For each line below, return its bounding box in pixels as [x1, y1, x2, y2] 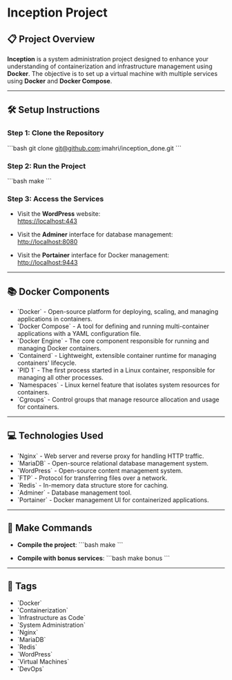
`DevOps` [17, 664, 45, 673]
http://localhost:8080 [17, 238, 78, 246]
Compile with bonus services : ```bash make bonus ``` [17, 554, 171, 562]
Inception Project [7, 5, 108, 21]
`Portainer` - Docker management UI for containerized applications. [17, 495, 209, 504]
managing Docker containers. [17, 344, 101, 352]
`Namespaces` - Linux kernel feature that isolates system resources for [17, 381, 220, 389]
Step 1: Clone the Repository [7, 128, 104, 138]
